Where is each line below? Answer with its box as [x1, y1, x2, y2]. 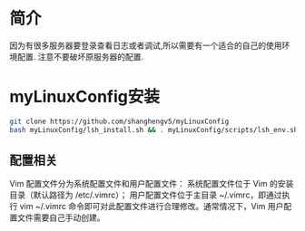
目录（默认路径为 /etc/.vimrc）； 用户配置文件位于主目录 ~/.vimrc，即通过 [9, 189, 282, 200]
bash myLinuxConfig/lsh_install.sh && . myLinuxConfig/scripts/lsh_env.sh [9, 125, 299, 134]
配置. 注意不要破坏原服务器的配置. [16, 51, 144, 62]
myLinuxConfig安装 [9, 87, 161, 107]
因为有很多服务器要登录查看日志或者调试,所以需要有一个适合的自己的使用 [9, 40, 283, 51]
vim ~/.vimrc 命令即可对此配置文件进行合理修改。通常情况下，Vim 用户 [19, 201, 284, 212]
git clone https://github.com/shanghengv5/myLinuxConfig [9, 117, 230, 126]
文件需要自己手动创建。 [16, 212, 105, 223]
